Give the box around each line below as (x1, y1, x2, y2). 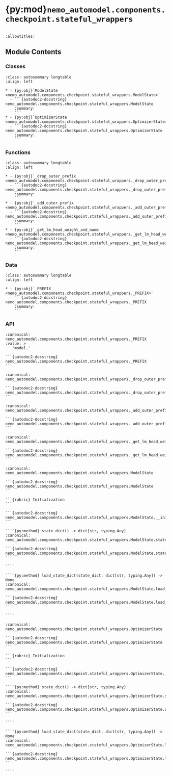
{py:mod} (5, 4, 47, 15)
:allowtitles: (5, 34, 36, 39)
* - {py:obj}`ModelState (5, 88, 58, 93)
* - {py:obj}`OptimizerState (5, 115, 67, 120)
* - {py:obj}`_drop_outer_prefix (5, 173, 76, 179)
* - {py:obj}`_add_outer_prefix (5, 200, 74, 205)
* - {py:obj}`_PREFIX (5, 287, 51, 292)
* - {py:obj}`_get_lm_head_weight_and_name (5, 227, 99, 232)
